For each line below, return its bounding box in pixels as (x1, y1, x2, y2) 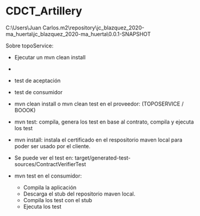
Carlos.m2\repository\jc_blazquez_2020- (42, 24, 145, 31)
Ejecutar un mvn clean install (14, 53, 86, 61)
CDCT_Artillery (5, 4, 82, 18)
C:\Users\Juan (5, 24, 41, 31)
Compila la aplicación (23, 184, 77, 191)
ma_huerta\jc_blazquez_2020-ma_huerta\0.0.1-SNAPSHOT (5, 30, 151, 37)
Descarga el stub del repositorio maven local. (23, 190, 136, 197)
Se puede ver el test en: (14, 154, 73, 161)
